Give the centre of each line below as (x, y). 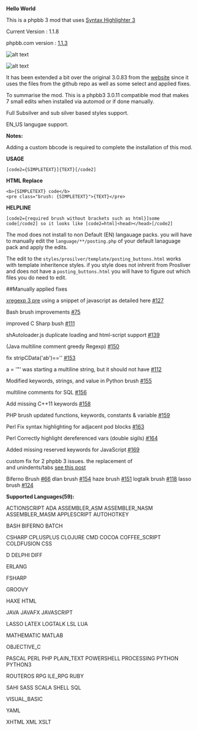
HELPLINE (19, 208)
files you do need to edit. (36, 277)
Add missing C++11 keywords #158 (48, 404)
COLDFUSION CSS (29, 544)
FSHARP (17, 578)
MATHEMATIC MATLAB (35, 635)
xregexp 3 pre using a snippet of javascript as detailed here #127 (85, 300)
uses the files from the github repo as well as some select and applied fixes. (98, 83)
